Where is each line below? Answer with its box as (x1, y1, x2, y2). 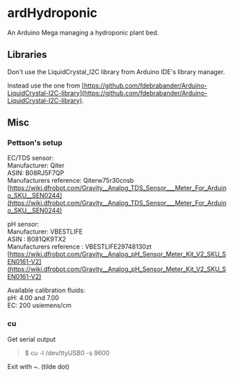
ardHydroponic (7, 5, 98, 21)
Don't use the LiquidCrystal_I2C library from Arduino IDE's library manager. (7, 67, 226, 76)
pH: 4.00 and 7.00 (7, 294, 59, 302)
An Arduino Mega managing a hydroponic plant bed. (7, 28, 159, 37)
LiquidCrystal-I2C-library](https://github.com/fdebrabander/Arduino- (7, 88, 208, 97)
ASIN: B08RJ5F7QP (7, 169, 65, 177)
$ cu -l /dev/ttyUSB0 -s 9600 (24, 348, 110, 357)
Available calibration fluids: (7, 286, 86, 294)
